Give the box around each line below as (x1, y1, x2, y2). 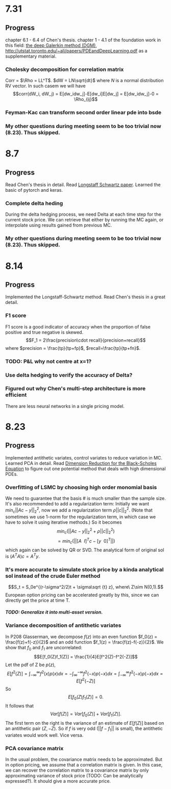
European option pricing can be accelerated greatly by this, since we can (5, 592, 159, 598)
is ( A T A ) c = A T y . (5, 552, 40, 559)
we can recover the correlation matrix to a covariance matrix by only (5, 767, 149, 773)
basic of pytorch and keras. (5, 187, 63, 193)
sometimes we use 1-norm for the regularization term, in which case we (5, 514, 156, 520)
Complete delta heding (5, 200, 63, 207)
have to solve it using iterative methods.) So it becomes (5, 519, 122, 525)
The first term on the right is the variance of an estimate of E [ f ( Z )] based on (5, 720, 164, 726)
